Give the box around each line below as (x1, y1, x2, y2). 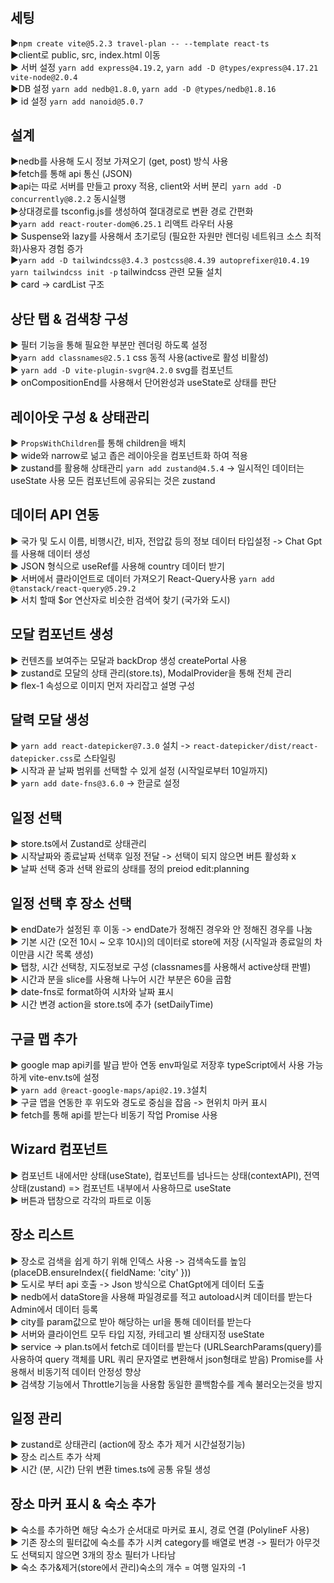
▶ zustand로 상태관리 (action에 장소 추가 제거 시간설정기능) (10, 1438, 246, 1451)
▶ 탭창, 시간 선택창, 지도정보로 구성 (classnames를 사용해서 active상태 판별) (10, 961, 312, 973)
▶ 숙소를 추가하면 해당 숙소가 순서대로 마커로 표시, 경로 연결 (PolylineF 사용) (10, 1524, 310, 1536)
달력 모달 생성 (10, 712, 90, 729)
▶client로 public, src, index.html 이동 (10, 48, 161, 61)
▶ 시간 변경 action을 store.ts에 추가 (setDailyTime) (10, 998, 214, 1011)
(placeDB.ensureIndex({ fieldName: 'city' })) (10, 1266, 192, 1278)
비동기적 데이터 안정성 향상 (36, 1365, 142, 1377)
